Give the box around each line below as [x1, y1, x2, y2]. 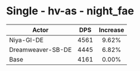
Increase [99, 26, 125, 34]
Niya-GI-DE [9, 36, 43, 44]
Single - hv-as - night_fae [6, 4, 134, 18]
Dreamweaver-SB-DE [9, 45, 72, 54]
